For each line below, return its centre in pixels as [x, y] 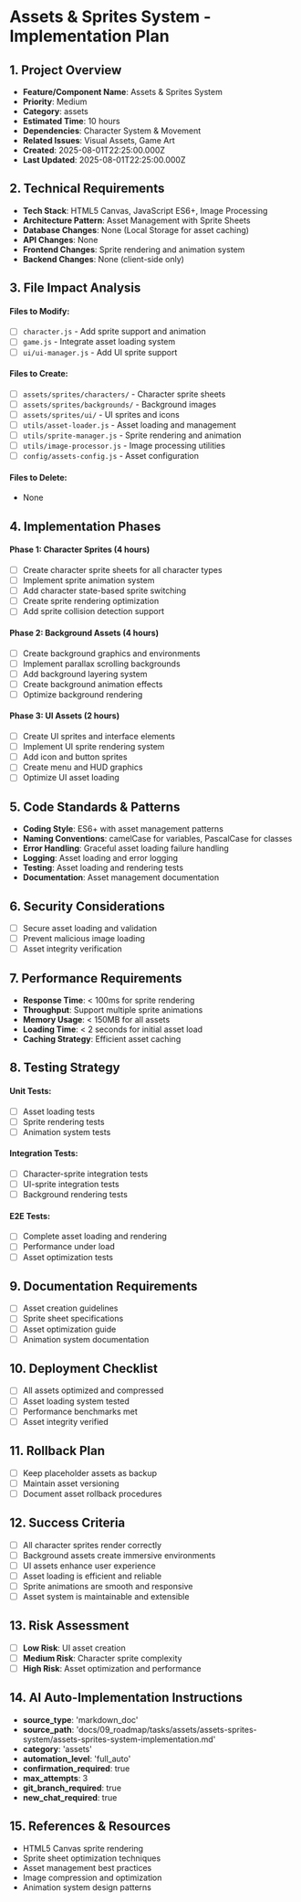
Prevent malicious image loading [84, 939]
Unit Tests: [31, 1090]
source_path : [48, 1729]
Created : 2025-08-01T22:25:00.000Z [94, 150]
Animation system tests [67, 1132]
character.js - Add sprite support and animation [114, 332]
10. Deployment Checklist [83, 1369]
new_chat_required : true [70, 1797]
